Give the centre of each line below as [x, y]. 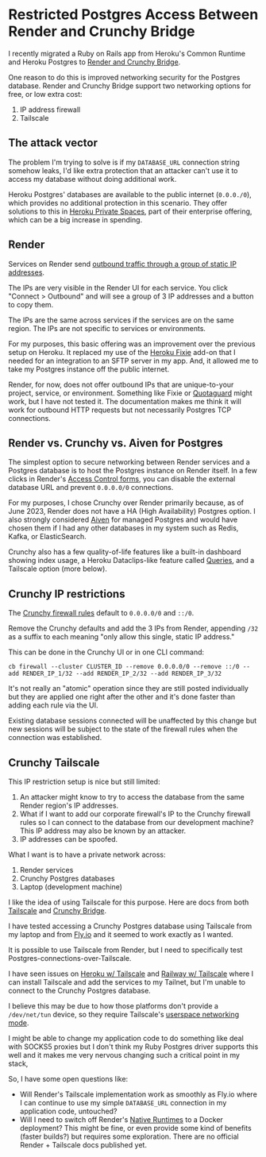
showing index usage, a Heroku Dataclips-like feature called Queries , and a [131, 561]
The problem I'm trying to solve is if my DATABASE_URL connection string [124, 162]
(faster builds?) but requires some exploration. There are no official [129, 1136]
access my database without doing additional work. [93, 179]
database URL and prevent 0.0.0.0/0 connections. [91, 488]
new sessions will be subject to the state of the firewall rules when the [123, 729]
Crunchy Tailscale [54, 763]
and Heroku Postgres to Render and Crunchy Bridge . [94, 62]
